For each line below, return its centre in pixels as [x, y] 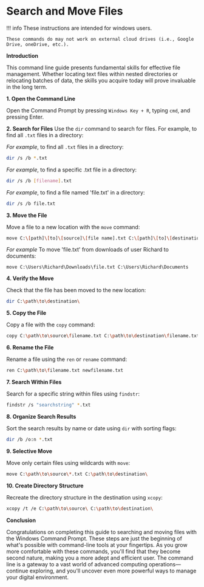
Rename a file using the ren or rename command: [67, 359]
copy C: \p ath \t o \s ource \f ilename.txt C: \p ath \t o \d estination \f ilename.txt [103, 336]
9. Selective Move [29, 451]
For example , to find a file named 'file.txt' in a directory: [76, 192]
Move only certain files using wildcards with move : [68, 462]
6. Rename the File [30, 348]
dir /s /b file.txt [31, 204]
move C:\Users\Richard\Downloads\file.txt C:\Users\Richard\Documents [97, 267]
